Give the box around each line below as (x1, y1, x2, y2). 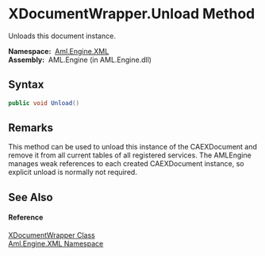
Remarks (8, 121, 54, 135)
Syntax (8, 78, 44, 91)
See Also (8, 190, 53, 204)
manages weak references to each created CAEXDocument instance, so (8, 159, 244, 169)
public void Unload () (8, 99, 80, 107)
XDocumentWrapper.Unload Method (8, 5, 255, 23)
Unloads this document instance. (8, 31, 117, 41)
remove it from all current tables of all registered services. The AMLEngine (8, 150, 252, 160)
